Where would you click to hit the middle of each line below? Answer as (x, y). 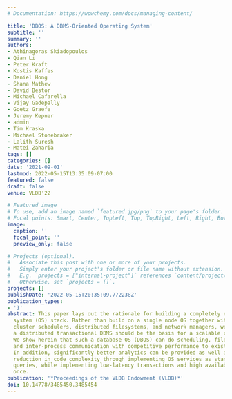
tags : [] (20, 155)
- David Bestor (29, 90)
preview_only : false (43, 244)
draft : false (26, 186)
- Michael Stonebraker (40, 135)
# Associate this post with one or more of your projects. (97, 263)
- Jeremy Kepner (30, 116)
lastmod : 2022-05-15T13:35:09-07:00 (60, 173)
